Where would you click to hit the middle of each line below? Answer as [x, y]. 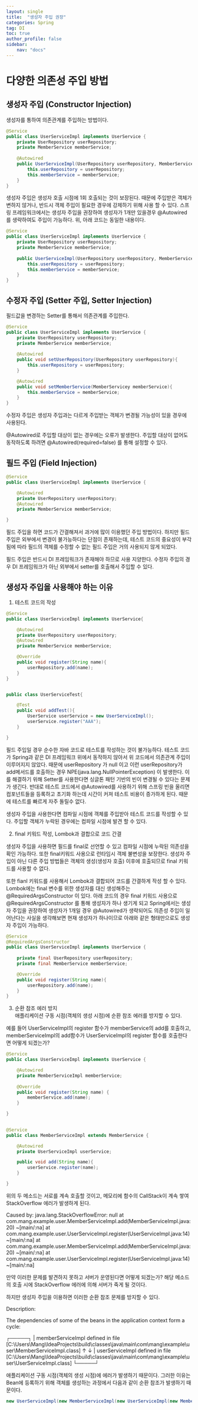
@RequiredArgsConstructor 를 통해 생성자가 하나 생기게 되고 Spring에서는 [93, 903]
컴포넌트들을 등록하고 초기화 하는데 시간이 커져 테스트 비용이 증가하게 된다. [92, 794]
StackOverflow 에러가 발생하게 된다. [49, 1203]
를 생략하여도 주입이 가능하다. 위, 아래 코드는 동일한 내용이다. [76, 220]
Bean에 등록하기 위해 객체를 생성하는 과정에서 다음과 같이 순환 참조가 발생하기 [96, 1382]
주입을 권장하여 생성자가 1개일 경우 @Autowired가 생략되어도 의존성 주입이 [98, 910]
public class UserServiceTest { [44, 694]
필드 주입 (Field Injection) [52, 463]
